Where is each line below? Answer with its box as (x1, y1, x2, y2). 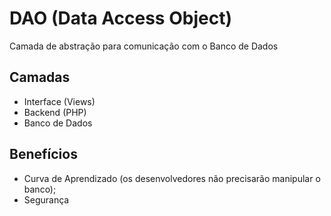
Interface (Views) (23, 95, 96, 107)
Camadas (9, 69, 71, 86)
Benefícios (9, 146, 78, 163)
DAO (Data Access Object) (9, 7, 232, 30)
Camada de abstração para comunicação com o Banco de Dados (9, 40, 279, 52)
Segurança (23, 193, 70, 206)
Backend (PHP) (23, 106, 87, 118)
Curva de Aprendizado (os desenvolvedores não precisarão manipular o (23, 172, 321, 184)
